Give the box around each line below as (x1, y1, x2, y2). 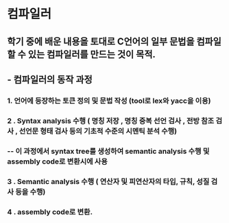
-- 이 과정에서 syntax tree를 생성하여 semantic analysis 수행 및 (7, 146, 210, 156)
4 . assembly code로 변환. (7, 207, 93, 216)
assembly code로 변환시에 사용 (7, 157, 108, 166)
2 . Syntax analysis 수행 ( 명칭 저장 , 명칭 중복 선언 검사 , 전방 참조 (7, 116, 215, 125)
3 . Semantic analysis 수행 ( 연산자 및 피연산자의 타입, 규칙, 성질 (7, 176, 210, 186)
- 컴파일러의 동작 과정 (7, 73, 93, 86)
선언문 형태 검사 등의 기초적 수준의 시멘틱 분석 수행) (19, 126, 178, 135)
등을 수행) (14, 187, 46, 196)
